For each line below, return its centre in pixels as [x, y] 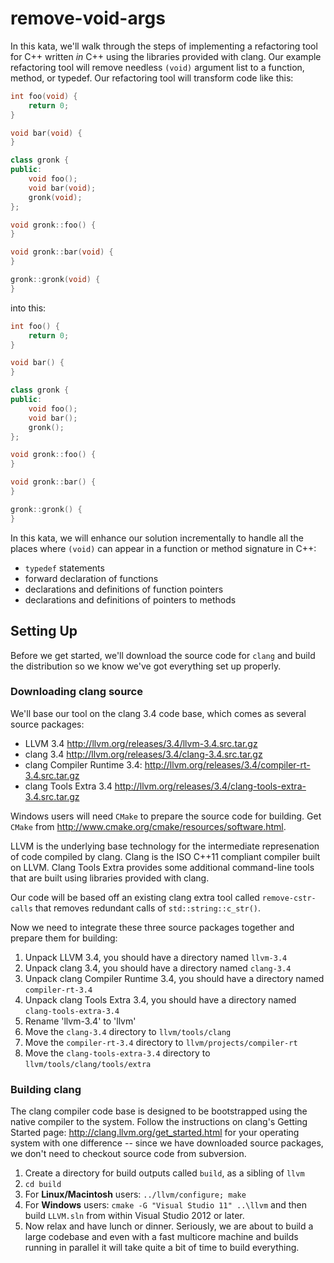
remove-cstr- [289, 898]
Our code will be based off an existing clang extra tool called [135, 897]
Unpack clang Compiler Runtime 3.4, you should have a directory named [174, 978]
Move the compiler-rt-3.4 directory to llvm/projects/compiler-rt [161, 1042]
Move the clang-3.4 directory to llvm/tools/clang [128, 1031]
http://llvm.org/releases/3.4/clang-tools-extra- [210, 786]
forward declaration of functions [91, 578]
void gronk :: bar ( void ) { [62, 252]
